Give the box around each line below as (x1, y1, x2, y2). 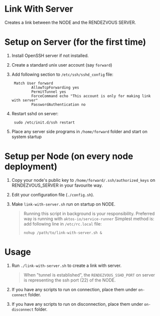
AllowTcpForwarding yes (31, 85, 80, 90)
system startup (11, 134, 42, 140)
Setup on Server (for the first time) (4, 36, 146, 48)
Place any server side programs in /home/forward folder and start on (11, 128, 147, 134)
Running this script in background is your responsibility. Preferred (23, 211, 155, 216)
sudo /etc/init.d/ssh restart (14, 120, 75, 125)
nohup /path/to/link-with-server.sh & (23, 230, 102, 235)
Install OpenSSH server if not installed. (11, 53, 89, 58)
